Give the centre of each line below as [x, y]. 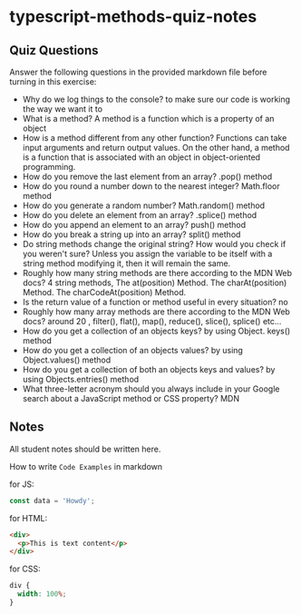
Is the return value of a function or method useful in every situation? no [155, 302]
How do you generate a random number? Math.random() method [144, 205]
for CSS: [25, 569]
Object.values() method [67, 360]
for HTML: [29, 518]
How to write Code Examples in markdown [86, 466]
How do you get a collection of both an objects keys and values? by [149, 369]
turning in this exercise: [53, 82]
